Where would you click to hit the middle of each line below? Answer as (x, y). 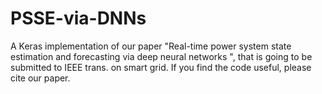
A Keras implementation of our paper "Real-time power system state (151, 46)
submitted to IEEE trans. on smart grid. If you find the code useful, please (161, 67)
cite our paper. (40, 78)
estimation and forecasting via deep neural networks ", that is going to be (161, 56)
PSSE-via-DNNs (78, 18)
